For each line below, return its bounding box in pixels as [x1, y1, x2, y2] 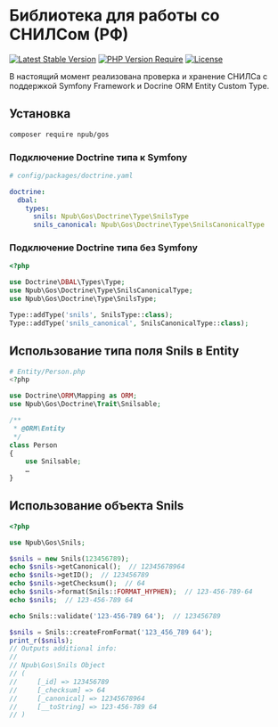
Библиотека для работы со [9, 5, 220, 26]
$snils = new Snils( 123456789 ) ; [9, 554, 129, 563]
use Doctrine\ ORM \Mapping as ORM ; [9, 391, 138, 401]
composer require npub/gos [9, 130, 110, 139]
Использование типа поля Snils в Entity [9, 344, 240, 359]
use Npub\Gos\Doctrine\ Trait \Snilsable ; [9, 400, 162, 409]
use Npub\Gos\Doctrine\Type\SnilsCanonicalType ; [9, 286, 193, 295]
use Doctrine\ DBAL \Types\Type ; [9, 278, 126, 287]
